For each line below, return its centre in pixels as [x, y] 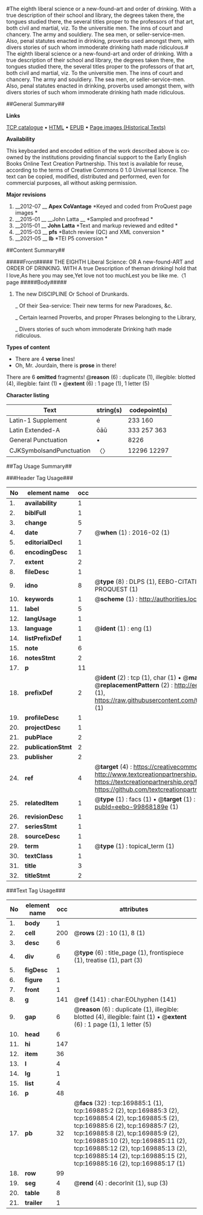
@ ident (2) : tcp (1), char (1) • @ [142, 678]
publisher [39, 757]
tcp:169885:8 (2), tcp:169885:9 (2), [127, 1133]
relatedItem [42, 803]
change [36, 523]
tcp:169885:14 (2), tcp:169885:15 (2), [130, 1156]
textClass [39, 856]
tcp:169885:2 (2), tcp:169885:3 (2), [127, 1110]
